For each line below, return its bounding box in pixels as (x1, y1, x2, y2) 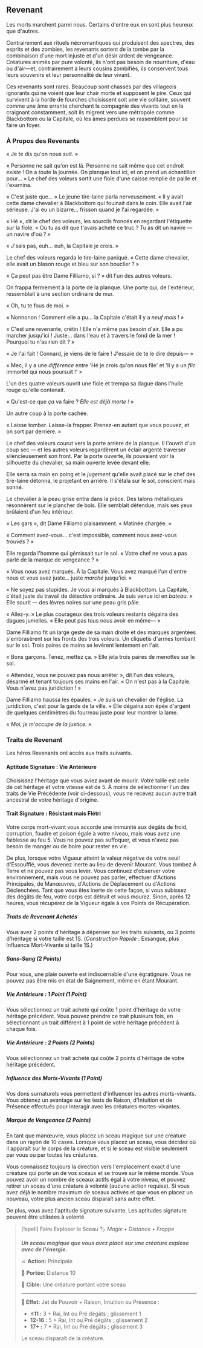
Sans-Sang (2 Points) (6, 955, 62, 963)
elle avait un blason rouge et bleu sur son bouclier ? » (6, 260, 140, 268)
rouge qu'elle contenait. (6, 387, 65, 394)
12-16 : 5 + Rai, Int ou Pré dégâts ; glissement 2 (30, 1316, 148, 1324)
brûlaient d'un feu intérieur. (6, 508, 74, 515)
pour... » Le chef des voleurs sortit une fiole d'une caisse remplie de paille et (6, 175, 197, 182)
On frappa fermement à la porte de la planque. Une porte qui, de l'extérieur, (6, 284, 195, 291)
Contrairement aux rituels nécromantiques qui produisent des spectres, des (6, 39, 195, 46)
